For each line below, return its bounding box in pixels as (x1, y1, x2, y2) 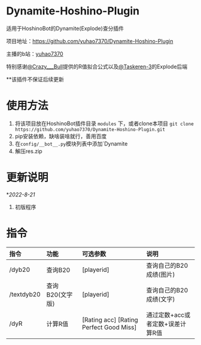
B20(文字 (46, 290, 73, 299)
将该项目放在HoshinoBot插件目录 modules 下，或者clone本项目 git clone (14, 120, 194, 127)
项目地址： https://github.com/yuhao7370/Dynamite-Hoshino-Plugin (6, 37, 173, 44)
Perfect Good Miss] (81, 323, 137, 331)
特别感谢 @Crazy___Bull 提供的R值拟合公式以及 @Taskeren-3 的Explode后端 (6, 63, 188, 70)
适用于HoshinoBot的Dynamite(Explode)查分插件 (6, 25, 124, 32)
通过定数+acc (146, 310, 185, 319)
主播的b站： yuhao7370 (6, 50, 64, 57)
